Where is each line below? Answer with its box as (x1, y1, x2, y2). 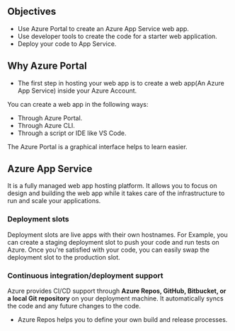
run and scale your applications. (7, 197, 101, 205)
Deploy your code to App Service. (17, 39, 117, 48)
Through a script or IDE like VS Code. (17, 129, 127, 137)
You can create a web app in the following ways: (7, 100, 149, 108)
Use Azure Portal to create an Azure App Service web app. (17, 24, 190, 33)
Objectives (7, 6, 57, 18)
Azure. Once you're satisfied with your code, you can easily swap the (7, 245, 210, 254)
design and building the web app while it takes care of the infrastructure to (7, 189, 225, 197)
